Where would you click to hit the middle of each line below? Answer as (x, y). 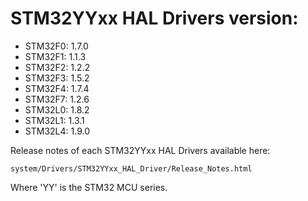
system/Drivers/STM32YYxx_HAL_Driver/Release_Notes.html (131, 168)
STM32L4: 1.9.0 (57, 131)
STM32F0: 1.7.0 (56, 46)
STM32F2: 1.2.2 (57, 67)
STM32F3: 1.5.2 (57, 78)
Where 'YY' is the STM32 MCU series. (89, 187)
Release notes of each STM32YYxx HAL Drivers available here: (140, 150)
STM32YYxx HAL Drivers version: (154, 18)
